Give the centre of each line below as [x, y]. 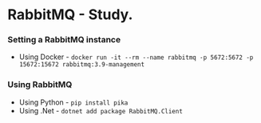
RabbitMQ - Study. [70, 15]
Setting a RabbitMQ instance [64, 40]
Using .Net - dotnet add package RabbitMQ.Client [101, 110]
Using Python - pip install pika [73, 102]
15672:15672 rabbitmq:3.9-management [82, 65]
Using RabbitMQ [40, 85]
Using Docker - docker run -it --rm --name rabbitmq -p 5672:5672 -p [136, 57]
